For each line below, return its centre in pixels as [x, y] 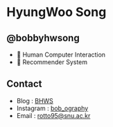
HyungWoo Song [56, 12]
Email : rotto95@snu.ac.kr [53, 115]
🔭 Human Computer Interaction [61, 54]
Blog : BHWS [35, 100]
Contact [24, 84]
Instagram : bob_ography [52, 108]
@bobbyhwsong [43, 38]
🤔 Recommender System [52, 62]
